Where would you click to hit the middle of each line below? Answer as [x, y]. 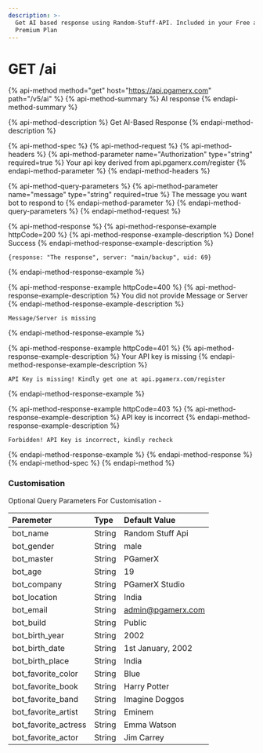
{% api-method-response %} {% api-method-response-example [112, 227]
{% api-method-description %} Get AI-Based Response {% [104, 122]
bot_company [37, 584]
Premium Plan [36, 30]
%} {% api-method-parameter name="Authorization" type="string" [144, 155]
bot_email [30, 609]
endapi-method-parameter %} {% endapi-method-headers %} [109, 171]
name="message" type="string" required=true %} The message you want [128, 195]
